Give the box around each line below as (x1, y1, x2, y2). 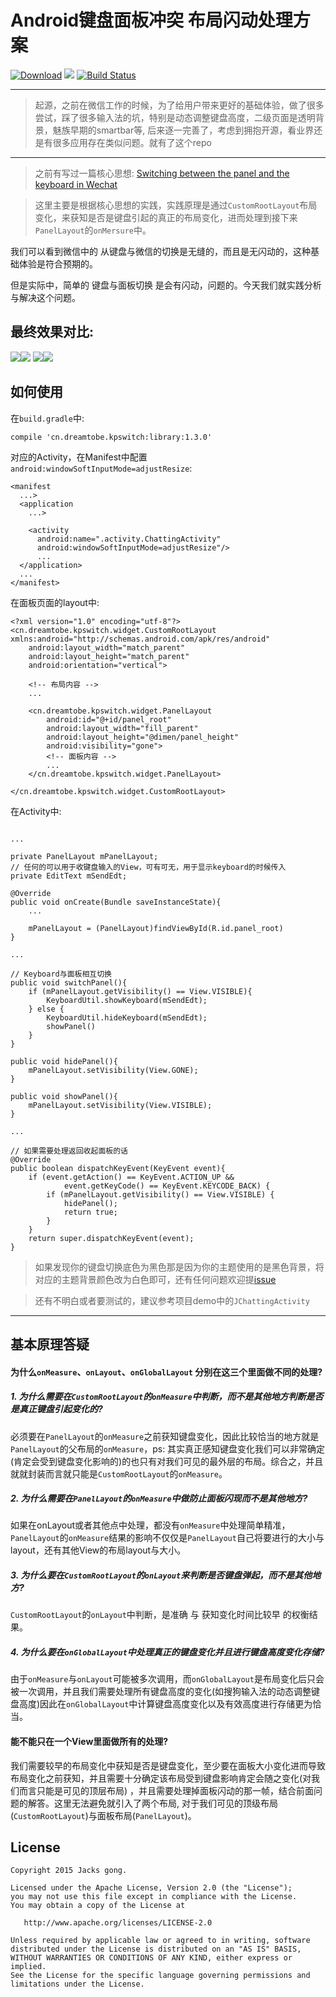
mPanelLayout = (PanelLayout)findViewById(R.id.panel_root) (28, 923, 284, 933)
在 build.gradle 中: (10, 412, 85, 424)
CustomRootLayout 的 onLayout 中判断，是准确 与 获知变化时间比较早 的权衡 (10, 1609, 310, 1621)
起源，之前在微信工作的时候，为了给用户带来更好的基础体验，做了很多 (34, 99, 325, 111)
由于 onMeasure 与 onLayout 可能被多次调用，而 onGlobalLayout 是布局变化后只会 (10, 1673, 325, 1685)
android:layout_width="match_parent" (28, 642, 186, 653)
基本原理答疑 (10, 1336, 90, 1353)
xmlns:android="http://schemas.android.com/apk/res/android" (10, 634, 271, 644)
